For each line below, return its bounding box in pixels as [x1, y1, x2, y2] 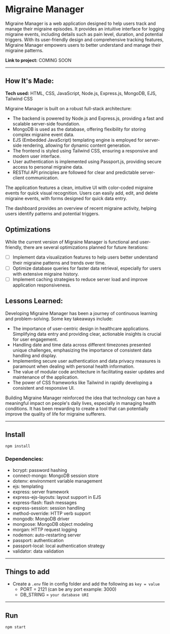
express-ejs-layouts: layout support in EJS [12, 494, 101, 500]
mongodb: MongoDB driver [12, 516, 70, 522]
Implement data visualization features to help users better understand [12, 254, 158, 260]
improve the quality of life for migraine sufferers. [5, 410, 106, 417]
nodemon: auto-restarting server [12, 532, 81, 538]
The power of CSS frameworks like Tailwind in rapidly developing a [12, 379, 153, 386]
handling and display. [12, 352, 57, 359]
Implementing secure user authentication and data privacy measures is [12, 358, 161, 364]
